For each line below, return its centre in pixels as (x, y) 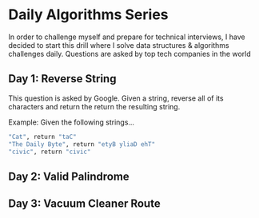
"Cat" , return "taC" (43, 137)
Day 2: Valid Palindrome (69, 176)
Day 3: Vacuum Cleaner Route (85, 204)
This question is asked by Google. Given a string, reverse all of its (116, 98)
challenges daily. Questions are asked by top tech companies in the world (129, 54)
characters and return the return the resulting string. (94, 106)
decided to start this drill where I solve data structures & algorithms (119, 45)
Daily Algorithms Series (89, 15)
